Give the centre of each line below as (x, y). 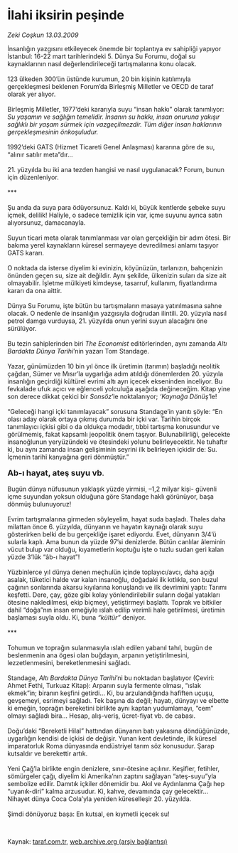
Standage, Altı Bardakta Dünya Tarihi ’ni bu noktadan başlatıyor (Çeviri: (111, 678)
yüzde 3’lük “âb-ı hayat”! (44, 557)
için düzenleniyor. (33, 177)
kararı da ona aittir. (35, 290)
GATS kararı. (26, 253)
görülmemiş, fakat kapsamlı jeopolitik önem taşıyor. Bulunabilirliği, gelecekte (119, 434)
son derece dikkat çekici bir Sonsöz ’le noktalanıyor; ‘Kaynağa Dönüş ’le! (112, 396)
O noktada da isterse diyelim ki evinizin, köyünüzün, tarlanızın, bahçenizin (115, 267)
